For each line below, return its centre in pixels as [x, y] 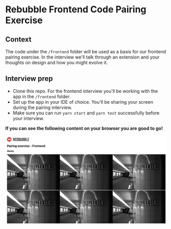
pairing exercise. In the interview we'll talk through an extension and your [82, 57]
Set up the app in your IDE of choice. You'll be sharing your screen [83, 102]
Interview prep [29, 79]
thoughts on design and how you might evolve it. [57, 62]
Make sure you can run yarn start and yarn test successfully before [86, 113]
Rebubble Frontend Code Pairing [76, 9]
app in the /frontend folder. [41, 97]
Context [18, 39]
